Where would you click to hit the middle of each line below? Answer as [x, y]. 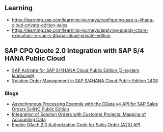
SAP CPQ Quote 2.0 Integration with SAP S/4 [74, 51]
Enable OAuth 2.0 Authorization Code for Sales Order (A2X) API [76, 125]
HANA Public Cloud [35, 58]
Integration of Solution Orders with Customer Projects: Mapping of [79, 114]
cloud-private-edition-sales [40, 25]
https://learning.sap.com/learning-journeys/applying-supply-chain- [80, 30]
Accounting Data [29, 119]
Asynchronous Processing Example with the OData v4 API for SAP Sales [85, 104]
